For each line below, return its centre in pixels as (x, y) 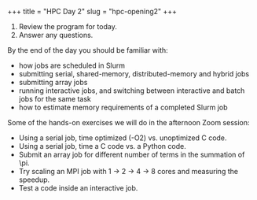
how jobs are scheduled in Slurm (72, 65)
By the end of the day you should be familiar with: (88, 50)
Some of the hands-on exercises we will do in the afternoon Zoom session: (128, 122)
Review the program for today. (68, 26)
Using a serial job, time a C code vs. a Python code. (102, 146)
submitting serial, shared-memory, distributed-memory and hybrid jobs (134, 74)
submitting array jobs (53, 82)
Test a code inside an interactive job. (78, 188)
